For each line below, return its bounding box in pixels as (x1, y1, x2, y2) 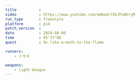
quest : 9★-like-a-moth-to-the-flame (5, 40, 104, 45)
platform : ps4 (5, 21, 50, 26)
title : (5, 7, 41, 12)
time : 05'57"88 (5, 35, 61, 40)
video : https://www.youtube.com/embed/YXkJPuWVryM (5, 12, 135, 17)
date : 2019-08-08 (5, 30, 66, 35)
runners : (5, 48, 23, 54)
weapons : (5, 62, 23, 67)
